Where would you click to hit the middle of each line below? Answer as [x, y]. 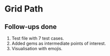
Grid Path [24, 9]
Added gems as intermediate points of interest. [59, 43]
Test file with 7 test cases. [38, 38]
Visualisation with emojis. [37, 49]
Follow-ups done [31, 27]
